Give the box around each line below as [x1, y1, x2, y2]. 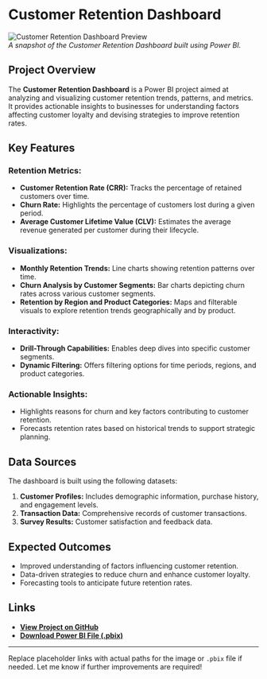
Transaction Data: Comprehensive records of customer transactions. [19, 509, 247, 518]
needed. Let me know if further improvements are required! [8, 662, 203, 671]
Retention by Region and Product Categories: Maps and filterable [19, 297, 238, 307]
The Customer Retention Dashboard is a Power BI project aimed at [8, 84, 229, 94]
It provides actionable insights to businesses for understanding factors [8, 101, 240, 111]
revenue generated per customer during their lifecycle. [19, 225, 199, 235]
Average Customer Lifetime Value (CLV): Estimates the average [19, 217, 232, 227]
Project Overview [8, 64, 96, 77]
